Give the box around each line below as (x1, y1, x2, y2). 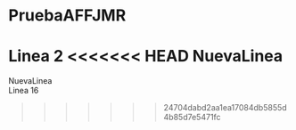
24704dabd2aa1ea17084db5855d (163, 102, 287, 113)
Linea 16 (8, 85, 39, 96)
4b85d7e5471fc (163, 112, 221, 123)
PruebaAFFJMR (8, 5, 127, 26)
